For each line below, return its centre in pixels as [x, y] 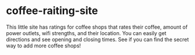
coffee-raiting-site [52, 11]
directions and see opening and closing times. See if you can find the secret [97, 39]
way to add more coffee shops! [43, 46]
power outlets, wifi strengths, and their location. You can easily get [86, 33]
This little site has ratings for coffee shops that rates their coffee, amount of [97, 27]
